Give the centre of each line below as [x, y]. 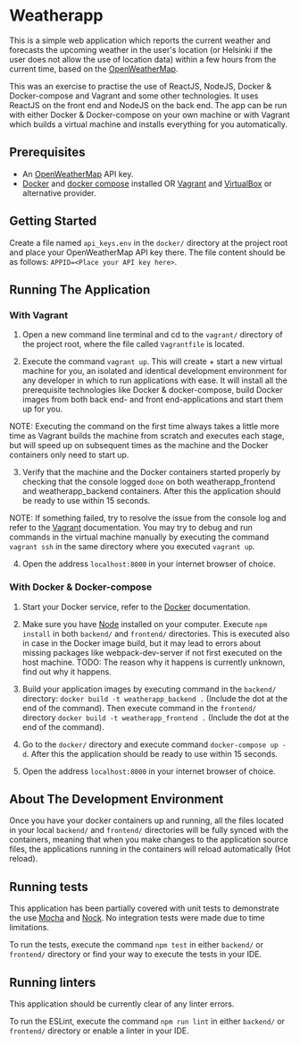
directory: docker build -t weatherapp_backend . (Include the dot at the [155, 698]
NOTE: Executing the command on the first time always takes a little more [144, 427]
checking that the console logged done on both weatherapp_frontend [149, 482]
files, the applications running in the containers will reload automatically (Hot [150, 849]
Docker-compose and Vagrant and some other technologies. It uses [134, 96]
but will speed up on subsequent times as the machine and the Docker [139, 446]
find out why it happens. [67, 671]
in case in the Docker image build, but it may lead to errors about [142, 643]
